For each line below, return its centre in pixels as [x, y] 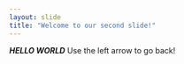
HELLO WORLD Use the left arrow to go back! [92, 50]
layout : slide [35, 17]
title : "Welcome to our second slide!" [83, 25]
